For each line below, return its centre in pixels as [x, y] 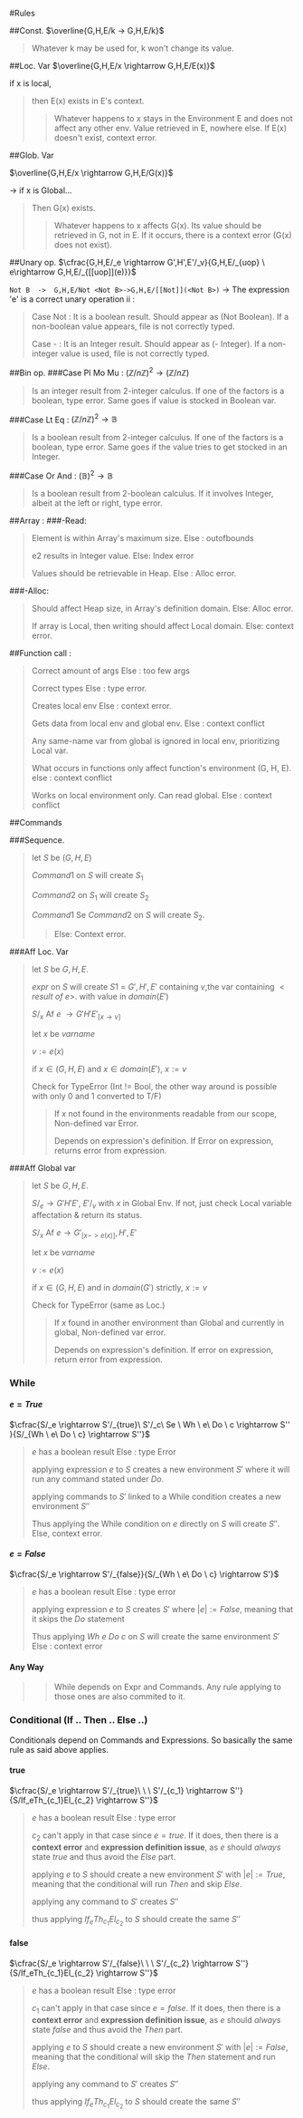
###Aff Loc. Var [39, 952]
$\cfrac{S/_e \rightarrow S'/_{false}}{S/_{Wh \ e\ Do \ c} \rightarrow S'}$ [144, 1574]
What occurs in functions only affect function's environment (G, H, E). [161, 768]
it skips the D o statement [78, 1619]
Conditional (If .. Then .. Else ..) [79, 1720]
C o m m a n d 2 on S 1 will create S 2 [90, 896]
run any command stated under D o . [98, 1479]
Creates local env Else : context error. [101, 705]
